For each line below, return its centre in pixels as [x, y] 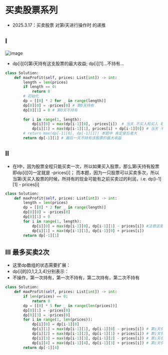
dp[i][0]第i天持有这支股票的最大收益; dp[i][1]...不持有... [68, 63]
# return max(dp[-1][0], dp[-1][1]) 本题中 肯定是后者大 [80, 133]
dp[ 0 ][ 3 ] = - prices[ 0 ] [47, 315]
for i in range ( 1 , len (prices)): [58, 320]
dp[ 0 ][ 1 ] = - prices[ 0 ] [47, 310]
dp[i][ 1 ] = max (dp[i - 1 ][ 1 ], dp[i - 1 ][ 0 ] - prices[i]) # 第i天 [96, 329]
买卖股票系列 [32, 10]
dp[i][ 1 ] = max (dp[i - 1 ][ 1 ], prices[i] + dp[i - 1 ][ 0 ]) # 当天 [95, 129]
